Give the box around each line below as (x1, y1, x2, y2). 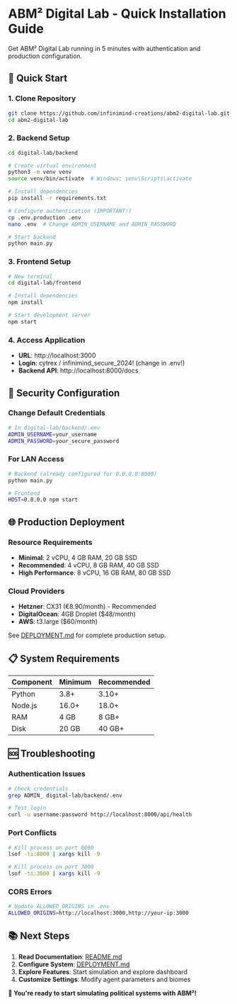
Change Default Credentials (8, 408, 105, 418)
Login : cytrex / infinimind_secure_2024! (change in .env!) (18, 359, 185, 368)
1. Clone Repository (8, 94, 76, 104)
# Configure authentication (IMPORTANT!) (8, 207, 132, 214)
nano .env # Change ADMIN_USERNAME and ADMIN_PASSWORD (8, 221, 176, 228)
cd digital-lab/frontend (8, 280, 81, 287)
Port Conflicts (8, 828, 57, 838)
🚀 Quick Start (8, 72, 68, 84)
